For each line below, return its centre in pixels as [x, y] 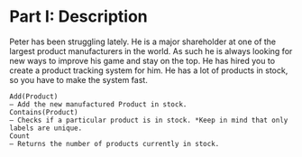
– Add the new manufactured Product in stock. [98, 104]
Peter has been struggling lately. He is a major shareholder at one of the [143, 42]
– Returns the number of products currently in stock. [114, 143]
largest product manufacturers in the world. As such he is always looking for [151, 51]
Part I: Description [78, 17]
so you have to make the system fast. [79, 79]
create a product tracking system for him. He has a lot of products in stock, [149, 70]
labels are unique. [46, 128]
